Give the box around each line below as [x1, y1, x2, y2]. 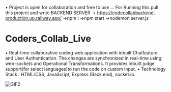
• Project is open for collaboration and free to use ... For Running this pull [5, 5, 159, 10]
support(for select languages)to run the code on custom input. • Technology [5, 66, 166, 72]
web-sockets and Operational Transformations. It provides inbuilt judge [5, 60, 155, 67]
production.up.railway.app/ [5, 15, 62, 21]
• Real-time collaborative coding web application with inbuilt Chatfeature [5, 49, 158, 55]
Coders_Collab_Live [5, 33, 92, 45]
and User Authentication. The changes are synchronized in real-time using [5, 55, 162, 61]
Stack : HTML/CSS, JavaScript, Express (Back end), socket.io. [5, 71, 136, 77]
